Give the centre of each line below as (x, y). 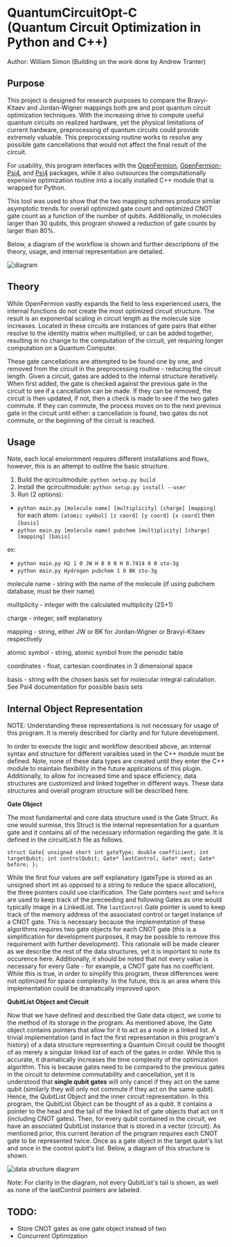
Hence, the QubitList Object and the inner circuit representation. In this (108, 1097)
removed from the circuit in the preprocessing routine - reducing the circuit (114, 368)
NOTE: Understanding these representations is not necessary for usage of (113, 726)
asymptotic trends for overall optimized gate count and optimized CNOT (110, 208)
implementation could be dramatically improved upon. (84, 988)
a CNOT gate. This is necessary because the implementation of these (106, 922)
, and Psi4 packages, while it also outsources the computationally (113, 172)
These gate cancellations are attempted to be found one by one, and (105, 361)
